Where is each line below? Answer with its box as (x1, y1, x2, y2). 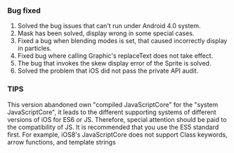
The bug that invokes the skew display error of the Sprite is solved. (17, 59, 212, 68)
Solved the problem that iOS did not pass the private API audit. (17, 66, 199, 75)
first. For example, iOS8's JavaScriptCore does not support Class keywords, (7, 130, 228, 139)
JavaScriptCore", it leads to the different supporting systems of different (7, 108, 216, 116)
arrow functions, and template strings (7, 137, 116, 146)
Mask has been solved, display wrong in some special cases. (17, 29, 195, 37)
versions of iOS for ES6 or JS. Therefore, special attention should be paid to (7, 115, 227, 123)
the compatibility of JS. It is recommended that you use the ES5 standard (7, 123, 219, 131)
